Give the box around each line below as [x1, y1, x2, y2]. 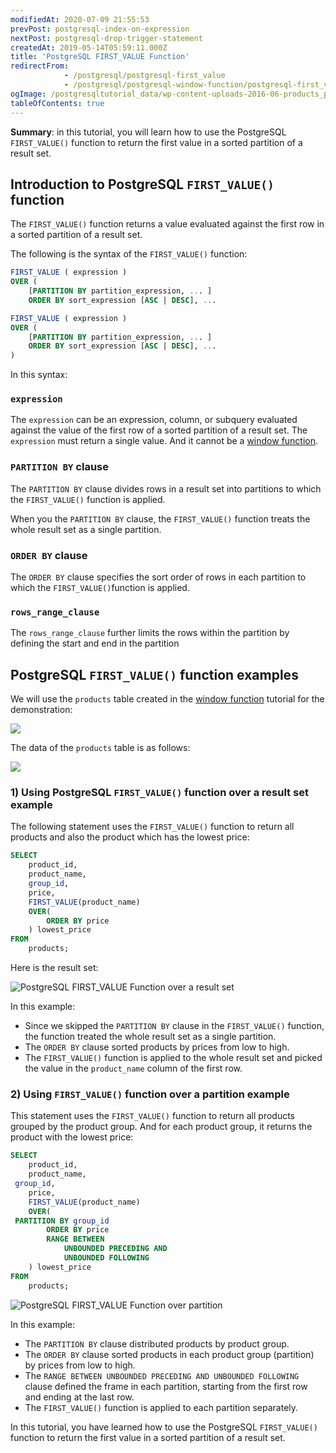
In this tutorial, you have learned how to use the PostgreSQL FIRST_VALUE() [10, 1421, 318, 1433]
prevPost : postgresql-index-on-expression [10, 24, 190, 34]
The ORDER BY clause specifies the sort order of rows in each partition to [10, 571, 307, 583]
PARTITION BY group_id [14, 1216, 110, 1226]
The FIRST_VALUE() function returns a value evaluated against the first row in [10, 218, 325, 230]
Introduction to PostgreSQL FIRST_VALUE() [10, 176, 275, 193]
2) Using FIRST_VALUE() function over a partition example [10, 1087, 290, 1101]
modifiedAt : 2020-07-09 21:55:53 [10, 14, 150, 25]
